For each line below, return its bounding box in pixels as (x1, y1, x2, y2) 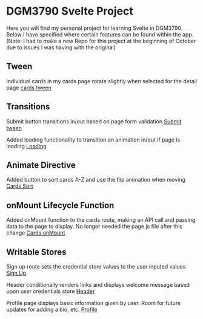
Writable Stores (6, 247, 67, 257)
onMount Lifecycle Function (6, 200, 115, 210)
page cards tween (6, 84, 52, 91)
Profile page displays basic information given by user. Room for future (6, 300, 181, 306)
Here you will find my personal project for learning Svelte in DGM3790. (6, 24, 183, 32)
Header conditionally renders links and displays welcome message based (6, 281, 190, 288)
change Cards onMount (6, 229, 65, 236)
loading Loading (6, 142, 47, 149)
